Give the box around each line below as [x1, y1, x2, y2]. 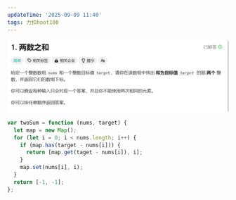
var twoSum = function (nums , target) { [7, 119, 128, 126]
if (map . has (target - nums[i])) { [20, 142, 121, 149]
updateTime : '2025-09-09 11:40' [7, 11, 102, 18]
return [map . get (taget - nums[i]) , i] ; [25, 149, 143, 156]
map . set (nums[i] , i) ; [20, 164, 83, 171]
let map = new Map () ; [13, 127, 77, 134]
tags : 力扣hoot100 [7, 18, 59, 26]
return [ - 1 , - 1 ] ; [13, 178, 65, 186]
